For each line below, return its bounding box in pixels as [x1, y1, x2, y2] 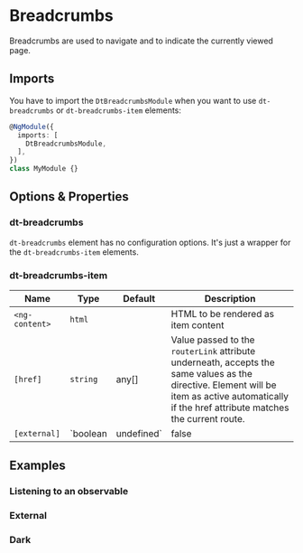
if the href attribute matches [170, 401, 289, 414]
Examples [9, 458, 66, 473]
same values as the [170, 367, 252, 380]
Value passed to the [170, 333, 255, 346]
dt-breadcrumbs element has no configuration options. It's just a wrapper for [9, 237, 291, 248]
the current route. [170, 412, 245, 425]
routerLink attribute [170, 344, 256, 357]
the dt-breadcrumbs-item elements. [9, 246, 140, 258]
